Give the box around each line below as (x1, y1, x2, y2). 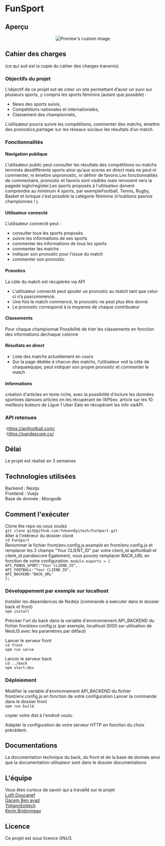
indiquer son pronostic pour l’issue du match (12, 251, 103, 257)
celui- (147, 288, 159, 294)
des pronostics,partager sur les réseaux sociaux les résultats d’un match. (5, 127, 154, 132)
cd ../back (5, 661, 28, 666)
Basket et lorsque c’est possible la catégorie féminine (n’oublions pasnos (5, 193, 153, 199)
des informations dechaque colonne (5, 331, 79, 337)
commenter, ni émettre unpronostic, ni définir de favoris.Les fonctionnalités (5, 172, 158, 178)
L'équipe (5, 774, 32, 782)
